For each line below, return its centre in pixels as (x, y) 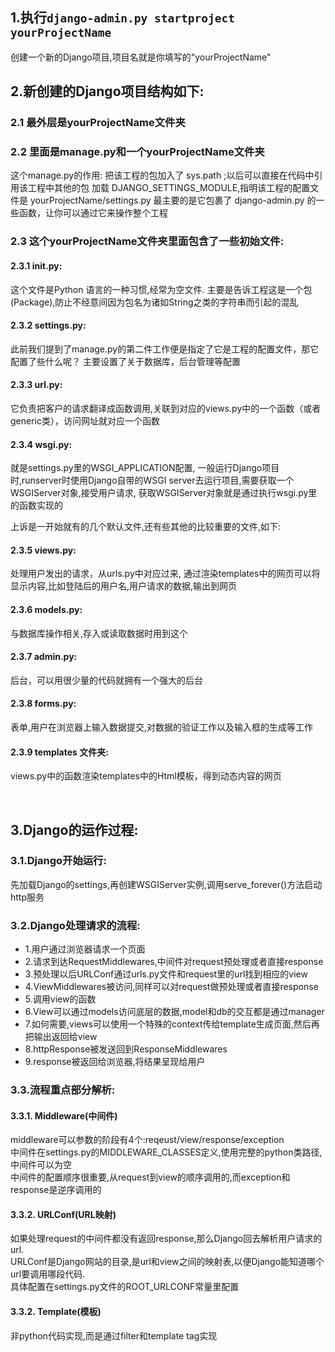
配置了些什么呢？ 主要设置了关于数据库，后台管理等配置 (125, 361)
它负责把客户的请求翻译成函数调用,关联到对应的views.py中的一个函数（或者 (166, 408)
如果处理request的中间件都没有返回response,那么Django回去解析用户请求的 (166, 1239)
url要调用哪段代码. (48, 1274)
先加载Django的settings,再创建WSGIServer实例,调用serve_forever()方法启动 (166, 884)
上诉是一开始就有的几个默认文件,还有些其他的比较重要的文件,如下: (146, 527)
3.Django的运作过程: (74, 829)
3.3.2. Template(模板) (56, 1312)
